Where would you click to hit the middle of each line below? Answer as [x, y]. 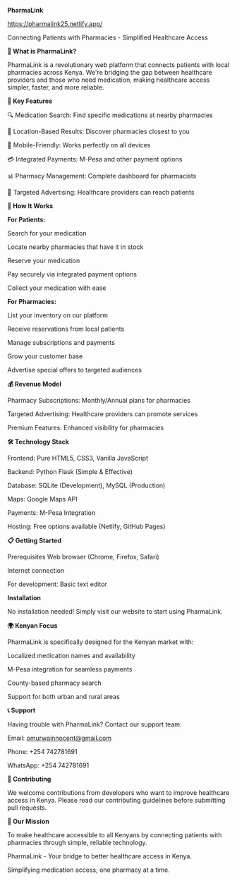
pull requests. [27, 808]
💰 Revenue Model [34, 384]
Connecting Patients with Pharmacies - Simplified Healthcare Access [108, 37]
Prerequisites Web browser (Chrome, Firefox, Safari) [84, 557]
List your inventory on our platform [57, 315]
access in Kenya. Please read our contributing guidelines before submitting [116, 800]
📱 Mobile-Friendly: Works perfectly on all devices [79, 145]
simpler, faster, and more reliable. [56, 87]
